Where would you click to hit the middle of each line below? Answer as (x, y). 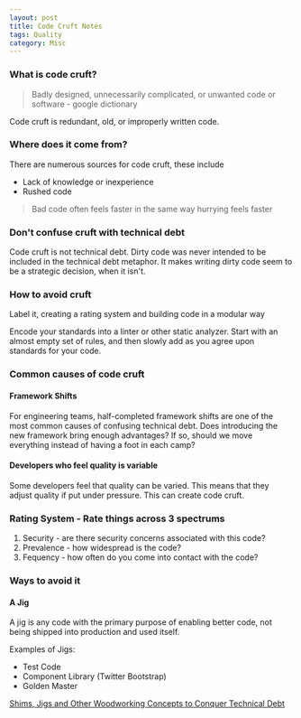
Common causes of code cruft (77, 374)
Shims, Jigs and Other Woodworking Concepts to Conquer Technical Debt (147, 704)
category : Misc (38, 43)
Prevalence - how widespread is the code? (102, 548)
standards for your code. (55, 351)
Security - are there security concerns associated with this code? (144, 538)
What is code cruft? (53, 75)
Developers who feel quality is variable (84, 465)
